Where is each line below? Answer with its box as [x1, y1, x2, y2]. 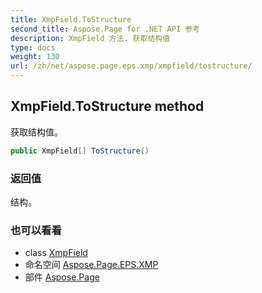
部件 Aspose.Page [24, 271, 100, 283]
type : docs [10, 42, 56, 53]
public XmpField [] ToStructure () [10, 146, 150, 156]
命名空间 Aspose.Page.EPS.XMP [24, 259, 159, 271]
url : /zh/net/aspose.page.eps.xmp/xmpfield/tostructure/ [10, 61, 253, 71]
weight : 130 [10, 52, 60, 62]
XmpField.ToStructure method [10, 98, 205, 115]
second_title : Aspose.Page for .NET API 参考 [10, 24, 200, 34]
